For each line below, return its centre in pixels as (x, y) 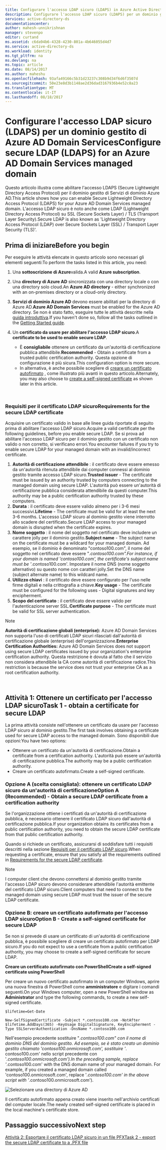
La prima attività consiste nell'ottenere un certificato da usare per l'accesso (82, 725)
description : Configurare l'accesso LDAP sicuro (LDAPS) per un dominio (82, 14)
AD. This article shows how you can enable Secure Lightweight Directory (79, 198)
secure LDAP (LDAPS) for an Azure (78, 153)
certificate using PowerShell (35, 972)
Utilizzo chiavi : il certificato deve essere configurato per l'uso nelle (81, 580)
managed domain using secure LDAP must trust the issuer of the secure (78, 895)
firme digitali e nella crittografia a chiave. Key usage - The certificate (82, 585)
